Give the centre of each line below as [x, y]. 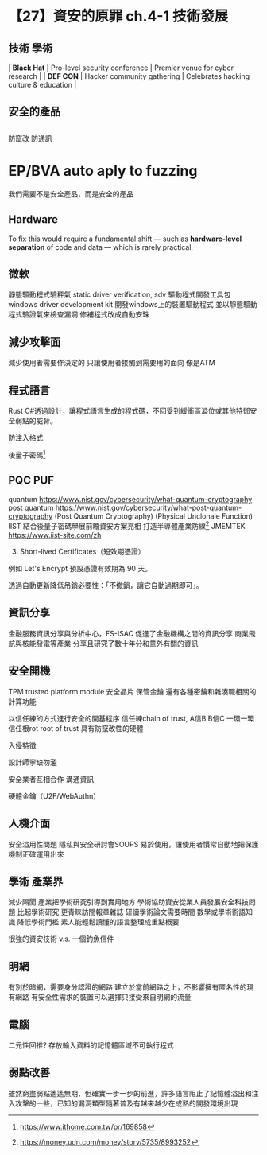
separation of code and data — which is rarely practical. [101, 247]
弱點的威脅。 [36, 420]
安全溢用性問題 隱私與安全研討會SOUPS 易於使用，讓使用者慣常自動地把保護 [133, 844]
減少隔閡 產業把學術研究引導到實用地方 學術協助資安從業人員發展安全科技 [128, 902]
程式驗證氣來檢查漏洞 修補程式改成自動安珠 [79, 314]
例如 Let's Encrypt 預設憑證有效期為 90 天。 [80, 569]
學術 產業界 [36, 881]
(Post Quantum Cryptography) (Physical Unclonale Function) [153, 516]
